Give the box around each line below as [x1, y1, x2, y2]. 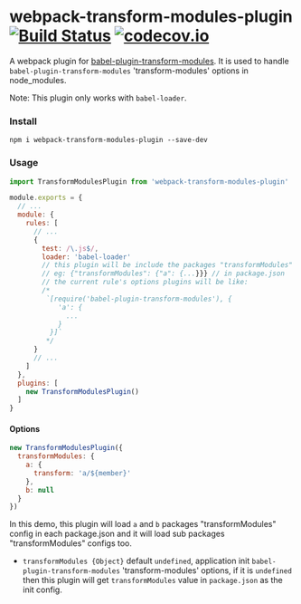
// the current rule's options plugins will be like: [42, 278, 249, 287]
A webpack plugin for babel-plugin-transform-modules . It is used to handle [9, 55, 289, 66]
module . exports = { [9, 193, 83, 203]
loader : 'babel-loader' [42, 252, 131, 262]
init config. [22, 584, 63, 595]
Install [9, 115, 38, 128]
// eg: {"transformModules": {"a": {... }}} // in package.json [42, 269, 285, 278]
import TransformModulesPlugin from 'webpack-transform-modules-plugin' [9, 177, 289, 187]
